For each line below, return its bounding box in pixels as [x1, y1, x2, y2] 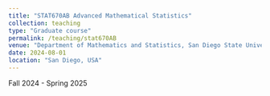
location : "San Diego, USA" [8, 57, 103, 65]
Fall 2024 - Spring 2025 [8, 78, 88, 88]
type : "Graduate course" [8, 26, 92, 34]
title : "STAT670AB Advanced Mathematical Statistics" [8, 11, 193, 20]
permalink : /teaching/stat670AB [8, 34, 117, 42]
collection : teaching [8, 19, 81, 27]
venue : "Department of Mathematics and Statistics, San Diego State [8, 42, 243, 50]
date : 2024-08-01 [8, 49, 67, 57]
